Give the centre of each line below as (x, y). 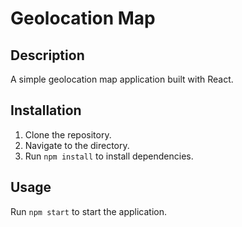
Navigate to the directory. (77, 145)
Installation (46, 110)
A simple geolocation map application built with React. (122, 79)
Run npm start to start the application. (88, 211)
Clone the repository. (68, 134)
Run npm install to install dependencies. (109, 156)
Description (47, 55)
